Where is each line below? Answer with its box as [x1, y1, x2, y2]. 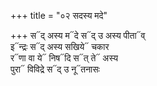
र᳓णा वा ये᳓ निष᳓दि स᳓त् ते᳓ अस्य [10, 52, 118, 64]
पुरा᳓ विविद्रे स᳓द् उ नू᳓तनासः [10, 63, 100, 75]
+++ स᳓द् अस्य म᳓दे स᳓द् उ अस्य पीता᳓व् [10, 30, 146, 41]
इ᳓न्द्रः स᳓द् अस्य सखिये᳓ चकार [10, 41, 110, 52]
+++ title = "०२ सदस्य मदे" [10, 10, 108, 21]
